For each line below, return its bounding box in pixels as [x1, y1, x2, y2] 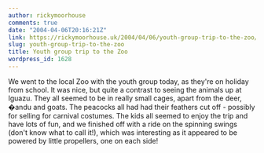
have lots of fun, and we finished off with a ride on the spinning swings [8, 119, 238, 129]
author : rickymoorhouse [8, 11, 86, 20]
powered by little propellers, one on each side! [8, 136, 159, 145]
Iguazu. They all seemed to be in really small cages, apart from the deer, [8, 93, 242, 103]
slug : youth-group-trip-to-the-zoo [8, 41, 125, 49]
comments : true [8, 19, 58, 27]
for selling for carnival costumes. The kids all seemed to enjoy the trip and [8, 111, 248, 120]
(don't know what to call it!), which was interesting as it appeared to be [8, 127, 238, 137]
